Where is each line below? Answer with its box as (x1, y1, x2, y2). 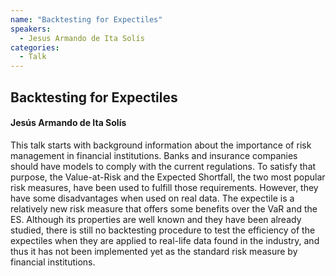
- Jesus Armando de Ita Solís (19, 33, 145, 43)
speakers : (10, 24, 52, 34)
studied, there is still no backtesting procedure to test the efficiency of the (10, 224, 316, 236)
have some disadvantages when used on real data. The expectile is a (10, 192, 295, 204)
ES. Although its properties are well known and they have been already (10, 213, 302, 225)
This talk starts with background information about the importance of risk (10, 139, 312, 151)
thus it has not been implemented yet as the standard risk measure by (10, 245, 298, 257)
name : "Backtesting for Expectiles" (10, 14, 163, 25)
